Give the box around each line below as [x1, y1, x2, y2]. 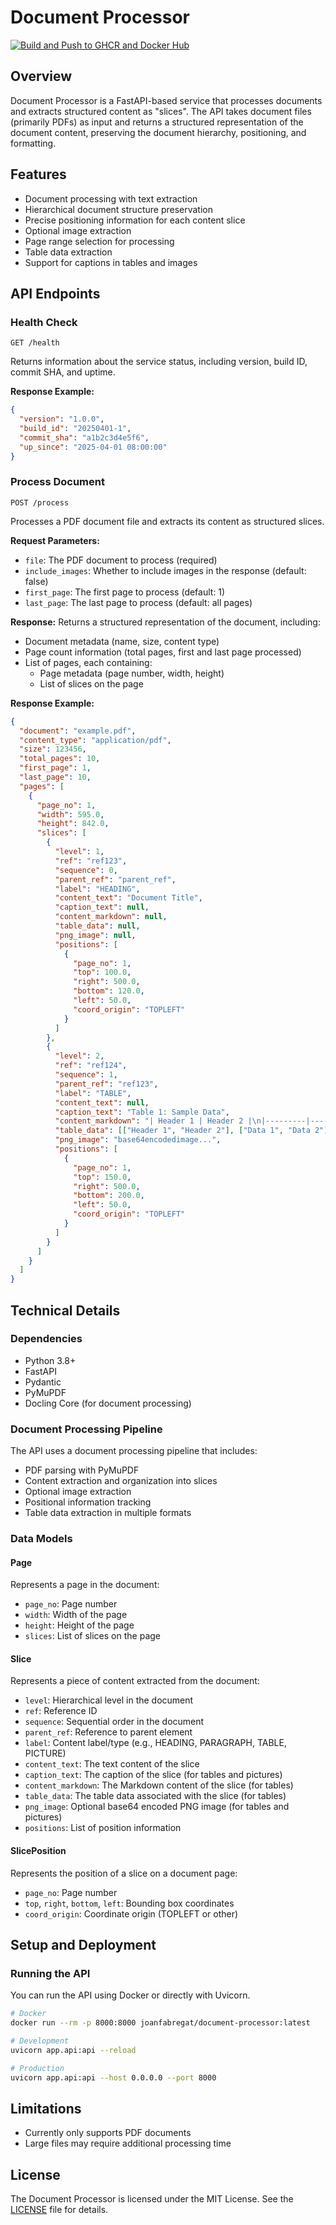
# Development [10, 2036, 70, 2046]
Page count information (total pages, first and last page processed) [24, 646, 302, 658]
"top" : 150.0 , [73, 1172, 132, 1182]
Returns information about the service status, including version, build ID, [10, 356, 308, 368]
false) [24, 575, 49, 587]
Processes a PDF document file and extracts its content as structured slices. [10, 515, 325, 527]
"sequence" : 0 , [54, 865, 118, 875]
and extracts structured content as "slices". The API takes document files [10, 105, 312, 117]
